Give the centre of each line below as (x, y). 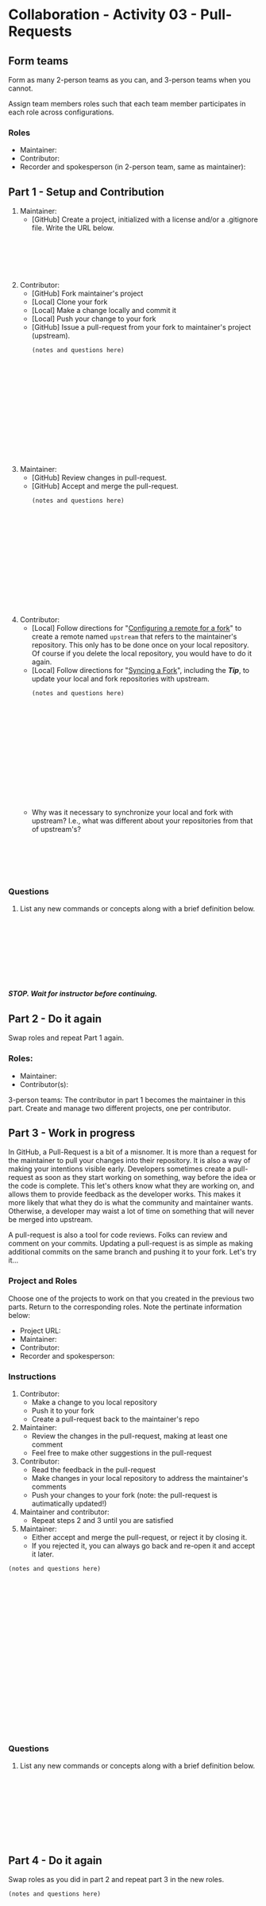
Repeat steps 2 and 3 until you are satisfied (102, 1520)
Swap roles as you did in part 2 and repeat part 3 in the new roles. (116, 1880)
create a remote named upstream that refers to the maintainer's (134, 636)
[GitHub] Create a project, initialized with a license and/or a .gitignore (145, 219)
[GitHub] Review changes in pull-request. (99, 477)
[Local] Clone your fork (69, 302)
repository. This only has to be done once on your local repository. (140, 645)
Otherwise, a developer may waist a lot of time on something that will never (131, 1211)
